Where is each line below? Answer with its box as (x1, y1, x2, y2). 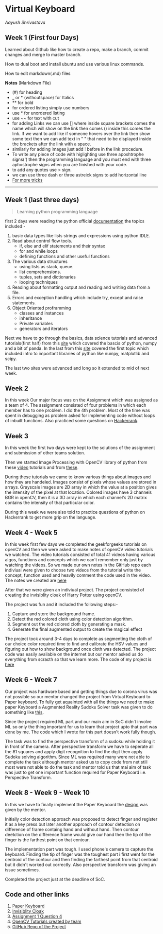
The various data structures (12, 259, 68, 264)
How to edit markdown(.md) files (5, 70, 71, 76)
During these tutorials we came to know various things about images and (5, 474, 151, 480)
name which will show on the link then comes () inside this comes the (12, 125, 151, 131)
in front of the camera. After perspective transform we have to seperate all (5, 744, 154, 749)
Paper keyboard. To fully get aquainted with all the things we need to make (5, 699, 154, 705)
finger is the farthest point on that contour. (5, 837, 90, 843)
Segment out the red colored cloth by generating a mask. (12, 621, 127, 627)
